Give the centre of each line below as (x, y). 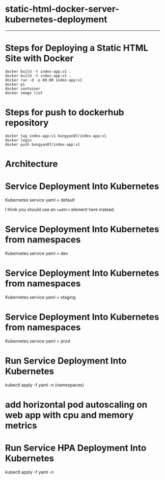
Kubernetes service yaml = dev (37, 253)
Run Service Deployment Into (66, 360)
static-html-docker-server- (62, 9)
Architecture (31, 164)
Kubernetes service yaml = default (40, 200)
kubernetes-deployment (56, 19)
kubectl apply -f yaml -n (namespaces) (45, 385)
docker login (18, 140)
